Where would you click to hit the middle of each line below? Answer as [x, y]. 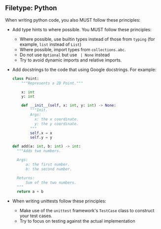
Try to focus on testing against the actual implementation [77, 221]
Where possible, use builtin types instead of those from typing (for [87, 39]
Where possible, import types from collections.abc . [73, 49]
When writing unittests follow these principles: [59, 201]
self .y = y [41, 137]
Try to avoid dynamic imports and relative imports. [71, 60]
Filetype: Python [31, 8]
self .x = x [41, 133]
